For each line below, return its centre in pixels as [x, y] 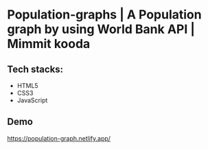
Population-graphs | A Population [104, 15]
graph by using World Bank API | [101, 29]
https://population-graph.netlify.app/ [59, 138]
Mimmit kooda [49, 44]
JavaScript [32, 100]
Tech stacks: [35, 69]
